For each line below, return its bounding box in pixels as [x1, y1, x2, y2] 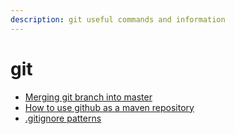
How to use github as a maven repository [24, 101, 195, 113]
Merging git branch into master [24, 91, 153, 103]
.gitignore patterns [24, 112, 102, 124]
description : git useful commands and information [10, 14, 226, 25]
